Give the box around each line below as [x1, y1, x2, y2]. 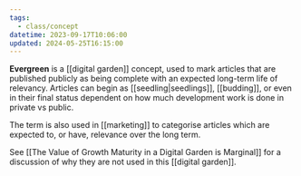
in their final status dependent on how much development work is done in [9, 93, 284, 103]
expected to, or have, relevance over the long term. [9, 129, 201, 141]
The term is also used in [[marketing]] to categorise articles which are [9, 120, 270, 131]
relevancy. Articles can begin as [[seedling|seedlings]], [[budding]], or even [9, 83, 293, 93]
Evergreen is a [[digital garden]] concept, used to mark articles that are [9, 64, 277, 74]
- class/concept [17, 22, 79, 31]
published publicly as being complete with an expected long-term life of [9, 73, 278, 84]
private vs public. [9, 102, 74, 113]
